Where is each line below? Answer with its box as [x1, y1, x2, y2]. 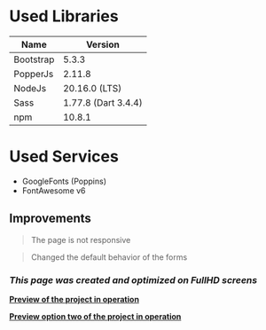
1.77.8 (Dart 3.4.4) [63, 96, 144, 108]
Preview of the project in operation [9, 294, 140, 304]
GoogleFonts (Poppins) [21, 176, 106, 186]
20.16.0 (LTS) [63, 82, 122, 94]
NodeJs [13, 82, 47, 94]
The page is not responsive [30, 234, 131, 245]
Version [85, 38, 120, 51]
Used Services [9, 146, 120, 167]
